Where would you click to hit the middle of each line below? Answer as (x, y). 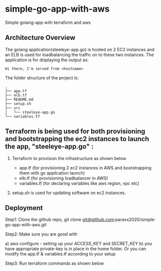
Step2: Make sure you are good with (41, 234)
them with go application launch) (52, 173)
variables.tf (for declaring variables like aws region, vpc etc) (79, 183)
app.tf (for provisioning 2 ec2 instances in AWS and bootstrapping (85, 168)
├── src (13, 108)
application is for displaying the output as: (47, 60)
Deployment (24, 208)
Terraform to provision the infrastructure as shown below (69, 158)
